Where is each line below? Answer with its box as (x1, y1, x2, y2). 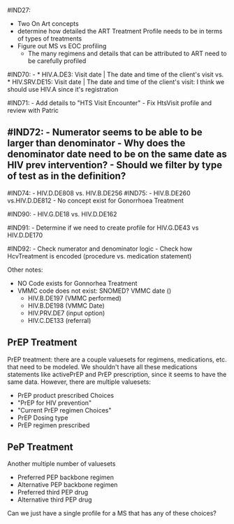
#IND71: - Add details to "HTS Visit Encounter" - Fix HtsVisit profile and (7, 99, 212, 107)
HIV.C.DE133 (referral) (27, 316, 92, 324)
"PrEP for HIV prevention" (17, 399, 92, 407)
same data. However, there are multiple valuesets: (7, 378, 152, 386)
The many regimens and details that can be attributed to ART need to (27, 49, 227, 57)
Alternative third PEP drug (17, 495, 92, 504)
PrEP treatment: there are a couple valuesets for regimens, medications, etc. (7, 355, 227, 364)
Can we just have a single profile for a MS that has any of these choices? (7, 509, 217, 518)
